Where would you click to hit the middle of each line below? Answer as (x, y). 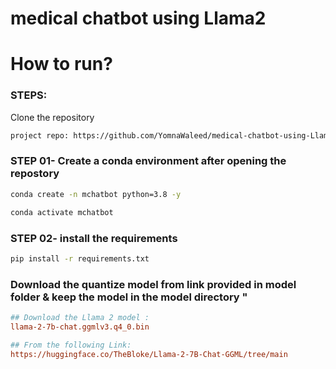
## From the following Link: (71, 345)
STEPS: (29, 95)
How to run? (61, 64)
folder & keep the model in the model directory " (129, 297)
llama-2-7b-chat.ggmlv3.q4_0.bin (80, 327)
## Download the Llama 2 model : (80, 318)
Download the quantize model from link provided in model (153, 284)
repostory (35, 174)
